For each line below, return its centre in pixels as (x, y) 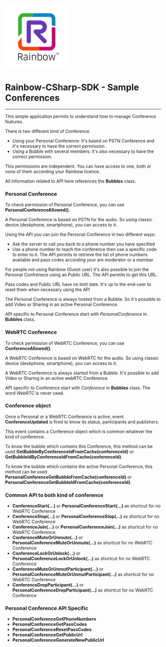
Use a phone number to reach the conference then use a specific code (84, 249)
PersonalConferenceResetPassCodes (52, 630)
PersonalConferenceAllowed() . (38, 210)
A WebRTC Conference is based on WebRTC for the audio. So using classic (82, 358)
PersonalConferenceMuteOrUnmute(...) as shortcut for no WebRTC (82, 543)
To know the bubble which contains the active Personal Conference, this (79, 466)
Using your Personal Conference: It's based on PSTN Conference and (83, 141)
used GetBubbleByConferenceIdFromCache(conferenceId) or (70, 451)
